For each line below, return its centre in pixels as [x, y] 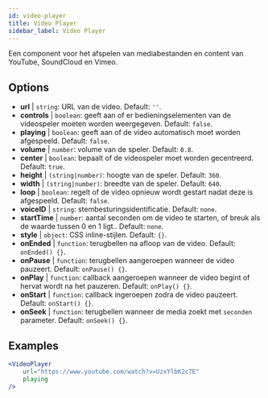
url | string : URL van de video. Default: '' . [91, 107]
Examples [33, 345]
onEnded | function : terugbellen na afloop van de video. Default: [128, 244]
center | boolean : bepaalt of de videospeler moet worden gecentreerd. [137, 158]
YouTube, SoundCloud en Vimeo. [63, 62]
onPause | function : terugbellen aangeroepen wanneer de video [127, 261]
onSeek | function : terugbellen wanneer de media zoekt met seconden [136, 312]
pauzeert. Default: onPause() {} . [74, 269]
